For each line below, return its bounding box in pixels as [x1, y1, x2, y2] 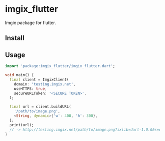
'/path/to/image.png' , [14, 109, 60, 114]
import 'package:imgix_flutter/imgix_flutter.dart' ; [5, 64, 115, 69]
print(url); [9, 122, 34, 127]
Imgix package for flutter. [5, 20, 56, 26]
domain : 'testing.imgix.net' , [14, 82, 76, 86]
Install [5, 34, 25, 42]
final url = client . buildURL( [9, 104, 71, 109]
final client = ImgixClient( [9, 77, 69, 82]
